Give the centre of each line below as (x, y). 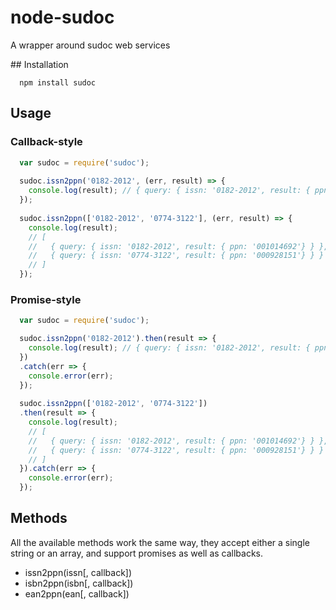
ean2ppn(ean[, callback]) (77, 593)
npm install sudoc (58, 82)
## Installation (39, 64)
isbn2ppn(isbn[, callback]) (79, 583)
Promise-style (46, 299)
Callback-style (46, 142)
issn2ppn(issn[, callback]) (78, 572)
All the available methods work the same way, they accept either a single (160, 542)
